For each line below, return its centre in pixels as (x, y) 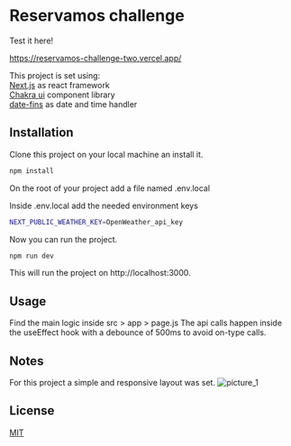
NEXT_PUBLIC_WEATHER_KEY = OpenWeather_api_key (96, 222)
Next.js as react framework (59, 85)
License (32, 411)
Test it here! (32, 41)
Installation (41, 133)
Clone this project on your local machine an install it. (106, 154)
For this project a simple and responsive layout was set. (113, 382)
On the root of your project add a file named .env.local (109, 188)
